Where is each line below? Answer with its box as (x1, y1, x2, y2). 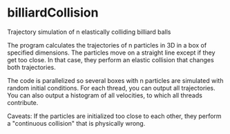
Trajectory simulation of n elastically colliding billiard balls (7, 28, 171, 36)
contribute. (7, 98, 39, 106)
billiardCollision (7, 5, 99, 21)
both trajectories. (7, 63, 57, 71)
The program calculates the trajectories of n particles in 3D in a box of (7, 41, 207, 49)
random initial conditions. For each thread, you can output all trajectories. (7, 84, 215, 92)
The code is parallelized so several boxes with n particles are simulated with (7, 76, 224, 84)
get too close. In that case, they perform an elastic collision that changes (7, 55, 214, 64)
